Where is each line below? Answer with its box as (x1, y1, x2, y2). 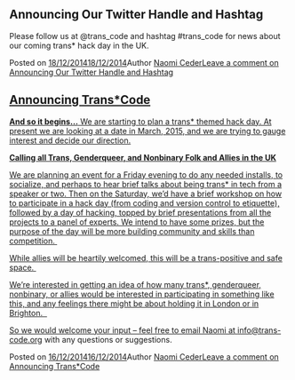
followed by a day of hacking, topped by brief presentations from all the (9, 207, 272, 218)
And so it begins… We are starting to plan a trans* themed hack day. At (9, 115, 273, 127)
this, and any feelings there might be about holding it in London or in (9, 297, 259, 309)
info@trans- (236, 324, 282, 336)
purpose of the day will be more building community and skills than (9, 226, 255, 236)
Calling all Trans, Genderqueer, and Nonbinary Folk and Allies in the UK (9, 152, 277, 162)
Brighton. (9, 307, 43, 318)
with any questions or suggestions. (44, 334, 172, 344)
